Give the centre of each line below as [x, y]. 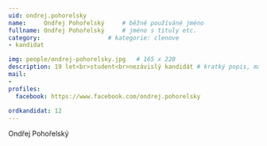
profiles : [25, 89]
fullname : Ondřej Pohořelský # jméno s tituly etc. [103, 30]
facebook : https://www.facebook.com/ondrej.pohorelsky [108, 96]
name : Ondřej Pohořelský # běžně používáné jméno [106, 23]
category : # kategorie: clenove [94, 38]
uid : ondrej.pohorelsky [48, 15]
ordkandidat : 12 [35, 111]
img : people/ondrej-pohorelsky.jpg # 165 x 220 [92, 60]
